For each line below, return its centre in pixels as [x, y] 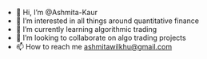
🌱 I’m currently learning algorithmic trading [86, 29]
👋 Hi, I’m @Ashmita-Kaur [57, 12]
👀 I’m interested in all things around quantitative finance [107, 21]
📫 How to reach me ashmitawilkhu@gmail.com [94, 47]
